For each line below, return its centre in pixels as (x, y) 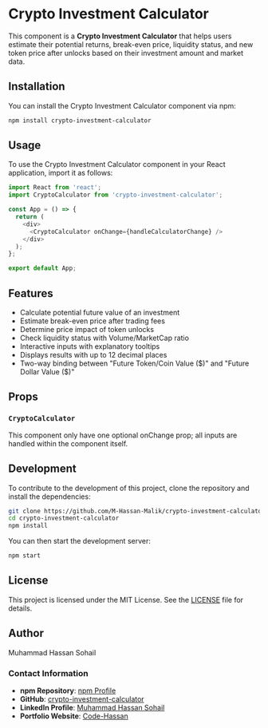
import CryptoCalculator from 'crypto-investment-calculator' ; (116, 195)
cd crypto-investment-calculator (64, 518)
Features (31, 293)
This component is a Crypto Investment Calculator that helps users (120, 36)
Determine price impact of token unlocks (87, 329)
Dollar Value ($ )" (47, 372)
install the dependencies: (49, 497)
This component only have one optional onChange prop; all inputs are (123, 435)
